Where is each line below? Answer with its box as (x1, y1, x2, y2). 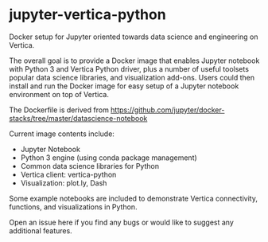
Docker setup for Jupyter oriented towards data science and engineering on (9, 32, 258, 41)
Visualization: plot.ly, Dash (20, 178, 107, 188)
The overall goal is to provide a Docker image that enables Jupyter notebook (9, 56, 260, 65)
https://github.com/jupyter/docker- (111, 105, 225, 115)
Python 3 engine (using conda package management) (20, 153, 197, 162)
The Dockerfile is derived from (9, 105, 110, 115)
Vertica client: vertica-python (20, 170, 117, 179)
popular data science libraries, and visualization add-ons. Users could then (9, 72, 255, 82)
